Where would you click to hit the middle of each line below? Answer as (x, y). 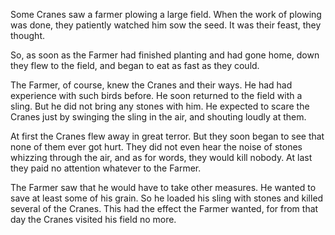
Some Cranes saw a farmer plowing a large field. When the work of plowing (166, 14)
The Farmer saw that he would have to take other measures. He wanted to (163, 187)
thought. (28, 35)
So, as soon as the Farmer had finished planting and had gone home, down (165, 55)
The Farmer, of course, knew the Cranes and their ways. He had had (151, 85)
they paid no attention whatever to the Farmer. (106, 168)
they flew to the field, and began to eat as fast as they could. (135, 65)
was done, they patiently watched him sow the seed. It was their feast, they (166, 25)
